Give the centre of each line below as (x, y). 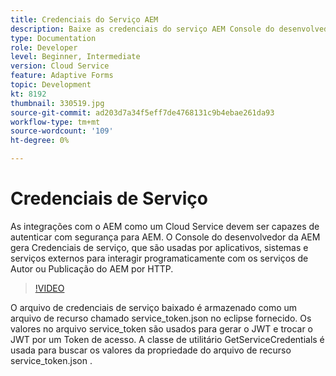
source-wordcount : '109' (62, 131)
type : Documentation (53, 38)
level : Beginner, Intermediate (75, 57)
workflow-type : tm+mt (55, 122)
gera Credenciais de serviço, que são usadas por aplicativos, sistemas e (159, 247)
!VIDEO (49, 288)
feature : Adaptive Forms (62, 76)
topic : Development (51, 85)
